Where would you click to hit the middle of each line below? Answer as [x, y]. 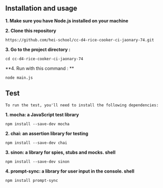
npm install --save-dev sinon [38, 161]
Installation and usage [41, 8]
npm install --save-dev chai [36, 143]
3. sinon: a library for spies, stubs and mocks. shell [61, 152]
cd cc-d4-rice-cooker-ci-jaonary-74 [44, 59]
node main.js [19, 78]
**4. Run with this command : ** [40, 68]
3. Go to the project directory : [38, 49]
